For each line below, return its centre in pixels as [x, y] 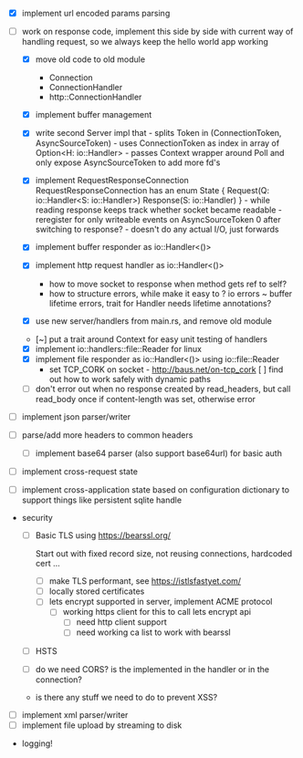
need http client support [122, 622]
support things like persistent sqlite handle [102, 500]
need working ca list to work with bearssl [153, 632]
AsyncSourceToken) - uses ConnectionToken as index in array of [157, 143]
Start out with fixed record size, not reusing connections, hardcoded [164, 554]
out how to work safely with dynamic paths [130, 379]
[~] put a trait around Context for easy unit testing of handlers [151, 339]
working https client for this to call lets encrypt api [157, 612]
